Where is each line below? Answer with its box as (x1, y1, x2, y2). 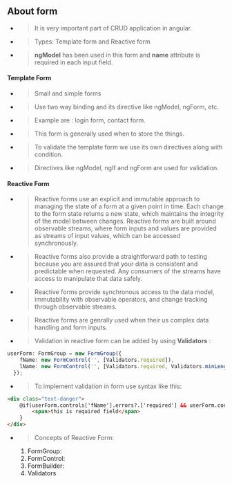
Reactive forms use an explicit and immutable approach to (34, 195, 200, 203)
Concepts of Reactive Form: (34, 434, 115, 442)
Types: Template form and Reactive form (34, 37, 151, 46)
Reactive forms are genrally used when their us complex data (34, 316, 209, 325)
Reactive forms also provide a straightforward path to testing (34, 253, 207, 261)
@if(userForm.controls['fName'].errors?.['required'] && (19, 401, 187, 409)
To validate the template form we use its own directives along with (34, 143, 223, 152)
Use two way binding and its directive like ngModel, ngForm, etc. (34, 103, 219, 111)
